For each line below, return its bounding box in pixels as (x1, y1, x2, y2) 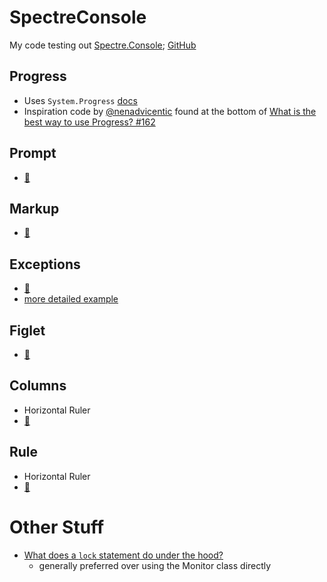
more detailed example (23, 293, 119, 305)
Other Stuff (9, 516, 105, 538)
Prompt (9, 145, 57, 162)
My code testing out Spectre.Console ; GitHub (9, 39, 197, 51)
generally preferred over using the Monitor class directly (38, 559, 272, 571)
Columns (9, 377, 67, 395)
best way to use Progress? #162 (23, 116, 156, 128)
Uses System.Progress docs (23, 94, 138, 106)
